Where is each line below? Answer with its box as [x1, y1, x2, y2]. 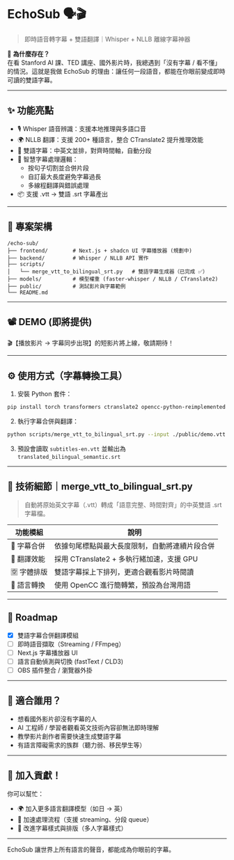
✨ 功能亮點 [7, 104, 54, 116]
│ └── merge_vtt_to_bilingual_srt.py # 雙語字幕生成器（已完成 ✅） [7, 268, 208, 275]
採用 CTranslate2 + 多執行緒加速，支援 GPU [54, 554, 198, 563]
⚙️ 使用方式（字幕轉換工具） [7, 370, 127, 382]
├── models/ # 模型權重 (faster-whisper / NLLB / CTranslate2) [7, 275, 219, 283]
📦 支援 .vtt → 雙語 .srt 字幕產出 [17, 189, 108, 198]
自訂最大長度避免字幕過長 [27, 172, 102, 180]
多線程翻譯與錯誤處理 [27, 181, 89, 189]
